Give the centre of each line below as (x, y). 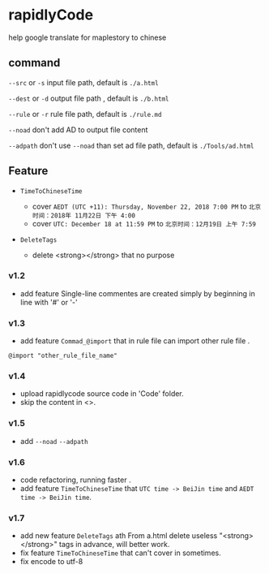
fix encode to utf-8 (51, 562)
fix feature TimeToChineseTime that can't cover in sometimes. (120, 553)
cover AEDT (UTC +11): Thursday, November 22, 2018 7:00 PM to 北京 (147, 206)
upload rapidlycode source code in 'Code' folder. (102, 394)
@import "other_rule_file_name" (63, 356)
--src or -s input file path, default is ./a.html (84, 82)
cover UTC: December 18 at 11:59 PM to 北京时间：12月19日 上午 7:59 (144, 223)
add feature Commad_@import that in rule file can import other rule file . (135, 341)
